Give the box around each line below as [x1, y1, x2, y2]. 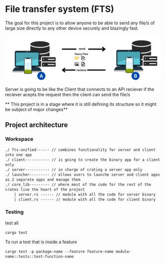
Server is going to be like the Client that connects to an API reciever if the [5, 86, 155, 92]
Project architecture [5, 121, 68, 129]
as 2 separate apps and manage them [5, 177, 81, 182]
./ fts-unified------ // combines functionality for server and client [5, 147, 156, 152]
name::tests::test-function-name [5, 254, 74, 259]
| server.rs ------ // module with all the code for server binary [14, 192, 156, 197]
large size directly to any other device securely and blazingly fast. [5, 25, 139, 31]
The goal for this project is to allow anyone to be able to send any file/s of [5, 20, 155, 26]
